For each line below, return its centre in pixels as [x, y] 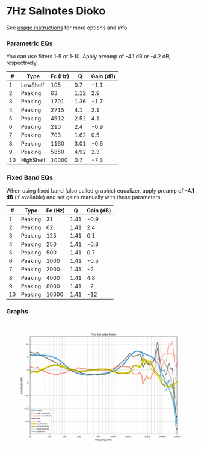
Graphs [17, 312]
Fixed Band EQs [29, 177]
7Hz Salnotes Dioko [56, 11]
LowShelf [32, 85]
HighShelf [33, 160]
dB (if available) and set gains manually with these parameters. [84, 197]
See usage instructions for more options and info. [68, 28]
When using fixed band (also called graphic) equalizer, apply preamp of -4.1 [100, 191]
